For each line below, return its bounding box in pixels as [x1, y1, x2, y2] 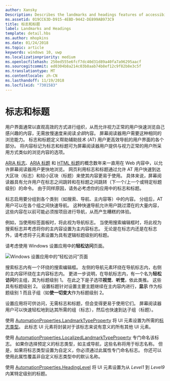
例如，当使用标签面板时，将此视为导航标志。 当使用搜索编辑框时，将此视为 [5, 219, 162, 225]
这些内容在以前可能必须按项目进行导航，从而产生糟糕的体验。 [5, 208, 134, 215]
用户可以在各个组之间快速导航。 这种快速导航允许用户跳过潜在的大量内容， [5, 202, 162, 208]
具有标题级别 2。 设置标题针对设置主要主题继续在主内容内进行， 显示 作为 [5, 283, 158, 289]
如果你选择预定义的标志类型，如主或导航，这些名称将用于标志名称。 [15, 341, 157, 347]
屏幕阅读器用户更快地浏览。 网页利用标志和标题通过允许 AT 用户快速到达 [9, 166, 161, 172]
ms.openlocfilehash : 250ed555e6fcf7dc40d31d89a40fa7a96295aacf [5, 59, 142, 64]
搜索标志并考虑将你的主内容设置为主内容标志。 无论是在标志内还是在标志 [5, 226, 157, 232]
